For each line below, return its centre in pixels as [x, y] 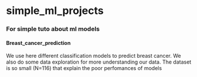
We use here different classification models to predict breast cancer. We [94, 56]
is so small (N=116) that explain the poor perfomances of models [84, 68]
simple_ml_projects [55, 11]
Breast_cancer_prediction [39, 43]
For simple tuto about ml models [53, 29]
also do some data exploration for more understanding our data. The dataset [99, 62]
